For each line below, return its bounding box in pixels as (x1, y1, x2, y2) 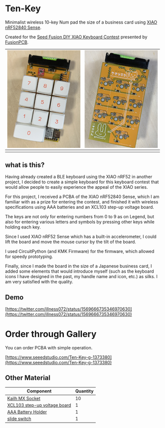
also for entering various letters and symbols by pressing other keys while (5, 219, 155, 225)
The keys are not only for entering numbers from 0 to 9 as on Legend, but (5, 214, 154, 220)
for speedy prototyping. (5, 254, 53, 259)
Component (27, 388, 52, 394)
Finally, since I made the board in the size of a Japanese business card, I (5, 263, 152, 269)
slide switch (7, 416, 31, 422)
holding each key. (5, 224, 41, 230)
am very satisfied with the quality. (5, 279, 74, 285)
